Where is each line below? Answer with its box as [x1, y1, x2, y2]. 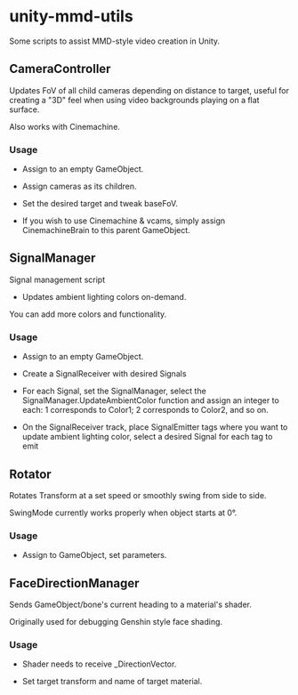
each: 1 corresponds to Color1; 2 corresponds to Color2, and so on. [21, 405, 269, 416]
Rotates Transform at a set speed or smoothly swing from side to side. [9, 489, 267, 500]
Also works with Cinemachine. [9, 121, 120, 132]
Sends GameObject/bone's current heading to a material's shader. [9, 599, 252, 610]
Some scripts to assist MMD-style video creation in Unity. [9, 36, 221, 46]
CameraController [9, 61, 111, 77]
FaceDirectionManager [9, 576, 140, 591]
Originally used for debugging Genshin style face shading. [9, 617, 223, 627]
